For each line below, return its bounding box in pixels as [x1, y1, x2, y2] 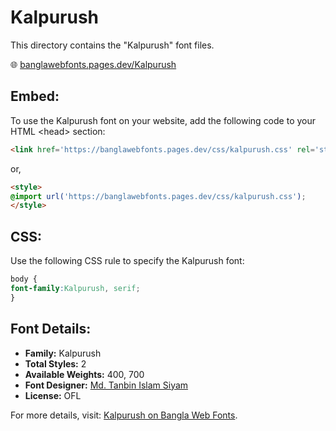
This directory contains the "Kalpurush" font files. [10, 39, 215, 51]
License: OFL [24, 389, 82, 401]
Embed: [10, 88, 60, 105]
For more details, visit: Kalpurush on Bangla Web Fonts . [10, 409, 238, 421]
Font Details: [10, 321, 92, 338]
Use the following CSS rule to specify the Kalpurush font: [10, 255, 245, 267]
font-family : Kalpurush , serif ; [10, 283, 141, 293]
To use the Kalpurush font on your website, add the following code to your [10, 114, 317, 126]
